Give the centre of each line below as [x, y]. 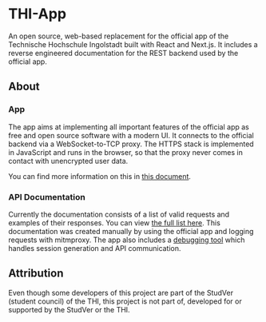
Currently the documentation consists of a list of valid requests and [119, 214]
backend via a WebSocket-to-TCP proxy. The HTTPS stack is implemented [131, 144]
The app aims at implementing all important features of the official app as [129, 127]
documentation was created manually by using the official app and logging [131, 231]
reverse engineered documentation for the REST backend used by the [123, 53]
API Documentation [47, 197]
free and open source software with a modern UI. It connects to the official [131, 135]
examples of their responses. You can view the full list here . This [115, 223]
